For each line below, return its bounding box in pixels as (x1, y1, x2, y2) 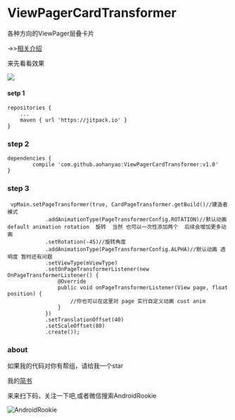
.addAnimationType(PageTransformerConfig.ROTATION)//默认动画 (44, 216, 227, 223)
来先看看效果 (7, 58, 44, 68)
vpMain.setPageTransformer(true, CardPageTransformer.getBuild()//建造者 (10, 201, 229, 208)
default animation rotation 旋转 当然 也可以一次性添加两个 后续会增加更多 (7, 223, 222, 230)
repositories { (7, 104, 52, 112)
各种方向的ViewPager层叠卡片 (7, 29, 95, 37)
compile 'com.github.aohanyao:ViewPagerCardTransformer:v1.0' (32, 161, 219, 168)
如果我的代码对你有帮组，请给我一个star (7, 362, 124, 370)
